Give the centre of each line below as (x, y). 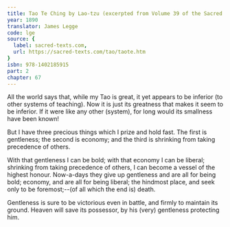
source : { (21, 39)
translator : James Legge (43, 26)
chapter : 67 (24, 77)
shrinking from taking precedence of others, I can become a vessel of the (111, 167)
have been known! (33, 119)
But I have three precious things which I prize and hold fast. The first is (107, 132)
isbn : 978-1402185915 (38, 65)
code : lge (21, 33)
